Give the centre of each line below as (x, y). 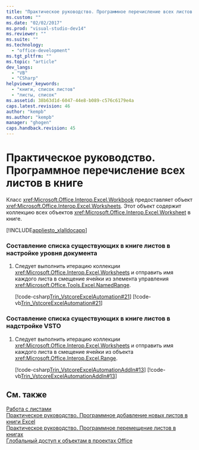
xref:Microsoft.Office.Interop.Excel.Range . (66, 358)
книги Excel (21, 422)
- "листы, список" (34, 95)
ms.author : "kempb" (30, 117)
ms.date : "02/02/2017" (34, 23)
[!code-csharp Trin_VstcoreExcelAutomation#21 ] (73, 297)
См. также (27, 394)
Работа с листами (29, 409)
